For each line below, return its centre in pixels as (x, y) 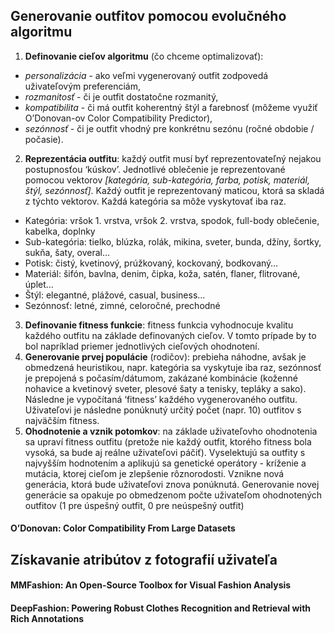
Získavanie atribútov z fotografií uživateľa (144, 559)
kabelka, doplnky (60, 231)
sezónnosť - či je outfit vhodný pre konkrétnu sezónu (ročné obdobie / (169, 128)
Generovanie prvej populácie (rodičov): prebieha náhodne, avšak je (165, 356)
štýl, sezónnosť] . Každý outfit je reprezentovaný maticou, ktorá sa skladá (174, 190)
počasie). (44, 139)
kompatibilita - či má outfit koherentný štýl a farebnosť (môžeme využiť (171, 107)
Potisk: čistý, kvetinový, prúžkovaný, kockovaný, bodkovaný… (151, 263)
